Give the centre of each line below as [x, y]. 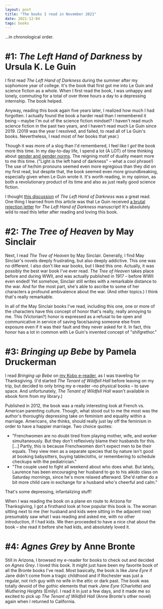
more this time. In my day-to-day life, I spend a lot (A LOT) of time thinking [79, 151]
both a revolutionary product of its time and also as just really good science [80, 182]
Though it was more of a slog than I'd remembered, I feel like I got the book [80, 146]
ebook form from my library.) [34, 396]
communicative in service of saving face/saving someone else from [73, 322]
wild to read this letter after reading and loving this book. [61, 212]
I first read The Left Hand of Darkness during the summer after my [72, 80]
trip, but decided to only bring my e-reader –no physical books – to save [77, 386]
